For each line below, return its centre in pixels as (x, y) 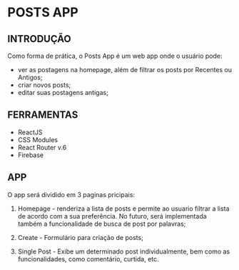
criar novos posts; (44, 85)
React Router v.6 (42, 147)
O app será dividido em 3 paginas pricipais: (71, 194)
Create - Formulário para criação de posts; (81, 237)
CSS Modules (38, 139)
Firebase (31, 155)
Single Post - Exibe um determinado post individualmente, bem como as (124, 251)
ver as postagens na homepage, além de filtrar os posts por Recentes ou (125, 70)
